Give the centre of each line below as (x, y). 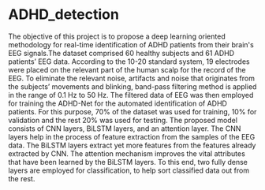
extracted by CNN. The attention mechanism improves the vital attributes (127, 153)
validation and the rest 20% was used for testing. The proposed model (123, 120)
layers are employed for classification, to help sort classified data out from (129, 170)
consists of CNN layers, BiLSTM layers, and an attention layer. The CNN (125, 129)
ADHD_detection (64, 15)
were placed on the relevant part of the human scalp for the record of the (127, 69)
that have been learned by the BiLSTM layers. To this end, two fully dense (128, 162)
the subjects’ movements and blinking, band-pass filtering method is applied (132, 86)
